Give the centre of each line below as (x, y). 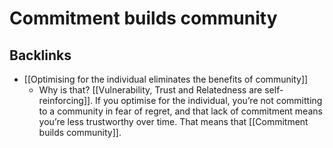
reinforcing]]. (66, 100)
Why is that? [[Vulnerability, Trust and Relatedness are (150, 90)
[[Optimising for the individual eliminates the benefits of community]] (166, 79)
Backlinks (40, 55)
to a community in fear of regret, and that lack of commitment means (180, 111)
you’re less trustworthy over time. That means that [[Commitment (173, 121)
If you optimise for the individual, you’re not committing (209, 100)
